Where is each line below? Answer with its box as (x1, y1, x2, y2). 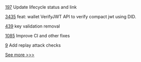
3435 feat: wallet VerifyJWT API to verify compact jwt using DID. (5, 14, 137, 19)
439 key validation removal (5, 23, 60, 29)
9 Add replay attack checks (5, 42, 61, 48)
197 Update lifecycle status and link (5, 4, 77, 10)
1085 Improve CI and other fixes (5, 33, 70, 38)
